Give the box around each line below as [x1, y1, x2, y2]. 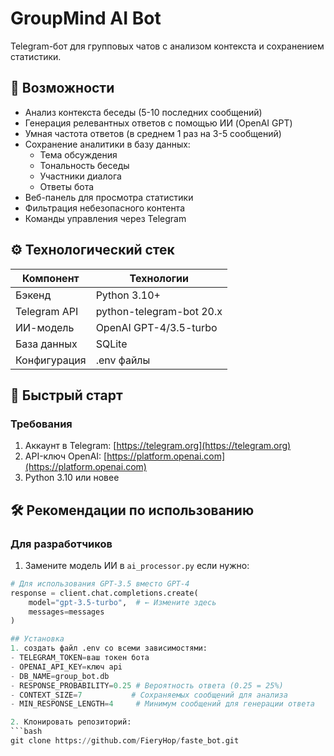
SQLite [95, 337, 128, 351]
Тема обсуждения [39, 148, 118, 161]
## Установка [10, 634, 65, 644]
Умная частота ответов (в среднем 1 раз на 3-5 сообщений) [24, 127, 282, 139]
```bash [10, 727, 43, 737]
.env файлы [95, 353, 151, 367]
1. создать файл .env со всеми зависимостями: [10, 643, 208, 654]
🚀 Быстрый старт [10, 387, 123, 404]
